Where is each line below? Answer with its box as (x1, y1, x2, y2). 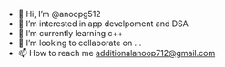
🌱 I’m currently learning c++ (17, 28, 124, 38)
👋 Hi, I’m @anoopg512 (17, 9, 102, 19)
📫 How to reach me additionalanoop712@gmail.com (17, 48, 216, 58)
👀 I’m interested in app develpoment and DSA (17, 18, 189, 29)
